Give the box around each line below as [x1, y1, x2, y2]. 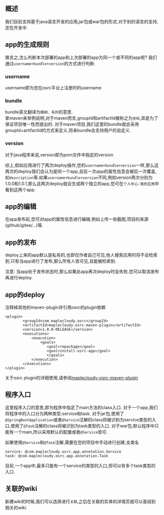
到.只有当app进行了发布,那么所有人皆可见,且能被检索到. [5, 258, 117, 264]
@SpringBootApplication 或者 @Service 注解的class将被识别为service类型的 [5, 417, 152, 422]
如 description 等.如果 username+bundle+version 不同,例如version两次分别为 [5, 174, 153, 180]
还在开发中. [5, 25, 28, 30]
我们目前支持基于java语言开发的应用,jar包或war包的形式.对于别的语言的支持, [5, 19, 158, 25]
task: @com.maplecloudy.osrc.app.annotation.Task [5, 453, 109, 458]
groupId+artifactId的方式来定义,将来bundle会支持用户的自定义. [5, 127, 131, 133]
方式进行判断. [68, 60, 95, 66]
